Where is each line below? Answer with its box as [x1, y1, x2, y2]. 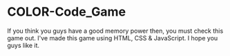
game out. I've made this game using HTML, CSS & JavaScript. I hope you [7, 33, 218, 42]
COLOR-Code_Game [7, 4, 126, 20]
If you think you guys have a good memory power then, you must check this [7, 27, 224, 35]
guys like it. [7, 41, 40, 49]
